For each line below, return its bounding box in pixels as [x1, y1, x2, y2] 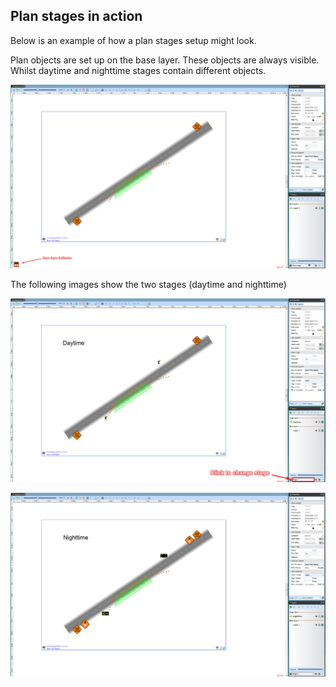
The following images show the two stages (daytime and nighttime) [10, 279, 287, 291]
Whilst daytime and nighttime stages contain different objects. [10, 64, 267, 76]
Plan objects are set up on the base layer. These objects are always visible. [10, 54, 320, 66]
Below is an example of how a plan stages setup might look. [10, 34, 257, 46]
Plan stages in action [10, 8, 143, 25]
